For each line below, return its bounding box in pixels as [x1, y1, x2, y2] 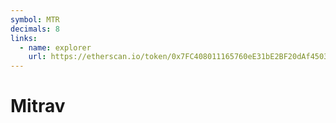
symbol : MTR [10, 14, 60, 25]
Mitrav [10, 95, 66, 118]
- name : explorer [19, 42, 92, 53]
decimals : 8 [10, 24, 60, 34]
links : [10, 33, 38, 43]
